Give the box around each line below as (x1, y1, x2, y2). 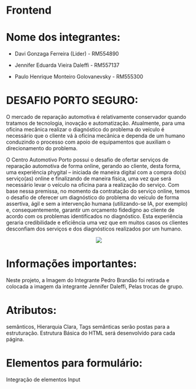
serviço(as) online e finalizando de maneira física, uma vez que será (6, 175, 172, 182)
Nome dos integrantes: (6, 31, 121, 44)
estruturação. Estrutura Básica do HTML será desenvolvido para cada (6, 329, 175, 336)
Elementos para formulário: (6, 356, 143, 370)
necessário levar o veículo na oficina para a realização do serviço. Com (6, 181, 180, 189)
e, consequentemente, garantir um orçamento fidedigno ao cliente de (6, 206, 175, 213)
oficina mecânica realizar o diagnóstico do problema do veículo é (6, 126, 165, 133)
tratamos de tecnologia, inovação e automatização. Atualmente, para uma (6, 119, 185, 127)
